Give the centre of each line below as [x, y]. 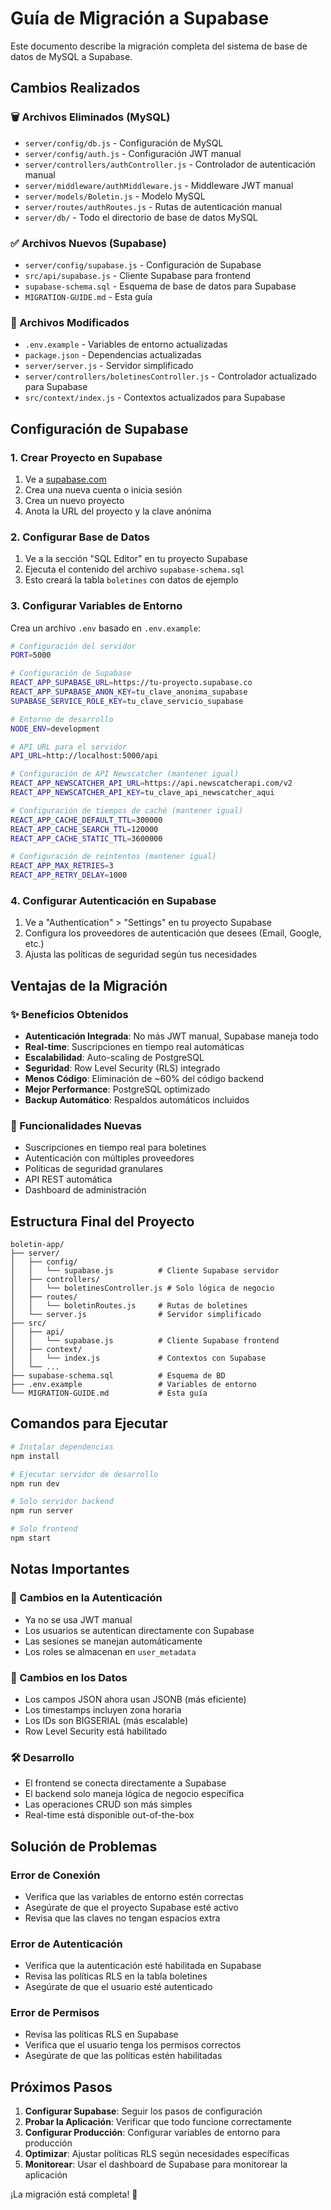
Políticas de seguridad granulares [94, 1169]
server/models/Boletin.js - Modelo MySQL [115, 196]
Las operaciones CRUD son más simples [108, 1804]
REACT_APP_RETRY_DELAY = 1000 [69, 875]
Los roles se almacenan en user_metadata [110, 1651]
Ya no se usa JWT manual [78, 1619]
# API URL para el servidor [69, 747]
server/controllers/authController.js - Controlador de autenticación [170, 164]
